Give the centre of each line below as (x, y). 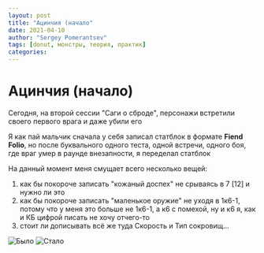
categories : (28, 52)
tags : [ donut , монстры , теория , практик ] (77, 45)
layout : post (30, 15)
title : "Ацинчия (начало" (50, 23)
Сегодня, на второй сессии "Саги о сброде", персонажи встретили (121, 113)
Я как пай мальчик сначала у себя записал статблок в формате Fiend (126, 136)
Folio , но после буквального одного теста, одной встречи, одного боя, (127, 145)
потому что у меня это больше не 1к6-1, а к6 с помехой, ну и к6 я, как (138, 209)
